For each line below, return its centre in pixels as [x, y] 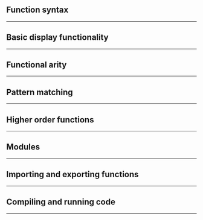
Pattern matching [40, 92]
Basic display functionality [57, 38]
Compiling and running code [61, 202]
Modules [23, 147]
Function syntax [37, 10]
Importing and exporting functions [72, 174]
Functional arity [37, 65]
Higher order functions [50, 120]
